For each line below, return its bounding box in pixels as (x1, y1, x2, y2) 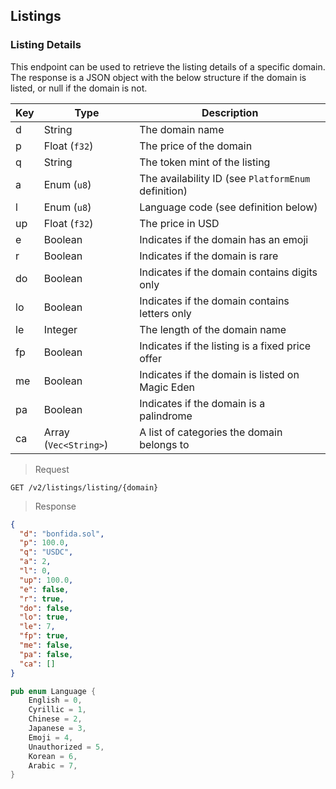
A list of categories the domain (139, 425, 283, 439)
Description (201, 105, 259, 119)
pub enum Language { (10, 686, 97, 696)
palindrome (139, 409, 193, 423)
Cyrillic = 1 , (28, 705, 87, 715)
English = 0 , (28, 695, 83, 706)
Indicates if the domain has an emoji (139, 232, 309, 246)
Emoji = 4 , (28, 732, 74, 743)
